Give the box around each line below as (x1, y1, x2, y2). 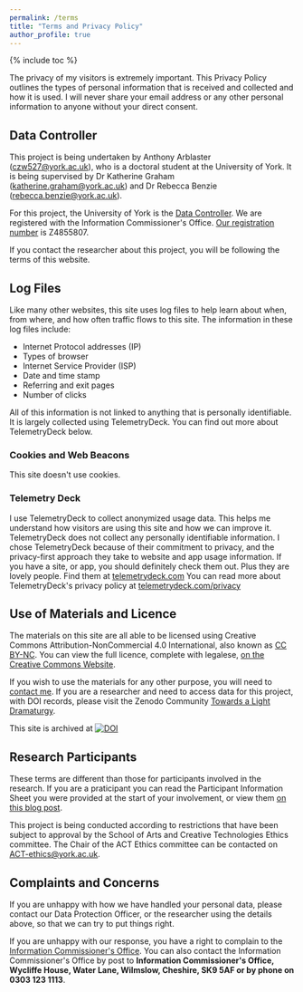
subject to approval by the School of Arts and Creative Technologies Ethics (9, 830, 289, 841)
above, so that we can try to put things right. (9, 919, 175, 929)
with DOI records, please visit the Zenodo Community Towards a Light (9, 696, 271, 707)
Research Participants (9, 749, 137, 765)
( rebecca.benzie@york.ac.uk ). (9, 190, 123, 201)
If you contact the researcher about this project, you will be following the (9, 245, 280, 255)
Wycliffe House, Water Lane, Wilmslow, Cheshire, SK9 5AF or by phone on (9, 965, 295, 976)
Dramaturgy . (9, 706, 56, 717)
